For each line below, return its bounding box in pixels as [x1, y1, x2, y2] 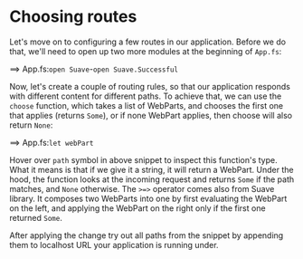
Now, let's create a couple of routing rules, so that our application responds [9, 81, 291, 91]
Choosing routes [9, 6, 137, 27]
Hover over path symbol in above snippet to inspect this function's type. [9, 154, 278, 165]
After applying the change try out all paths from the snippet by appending [9, 229, 284, 241]
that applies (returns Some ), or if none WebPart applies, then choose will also [9, 110, 292, 120]
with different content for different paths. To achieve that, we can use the [9, 91, 282, 101]
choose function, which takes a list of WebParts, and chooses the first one [9, 100, 283, 110]
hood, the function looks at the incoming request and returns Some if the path [9, 174, 295, 185]
